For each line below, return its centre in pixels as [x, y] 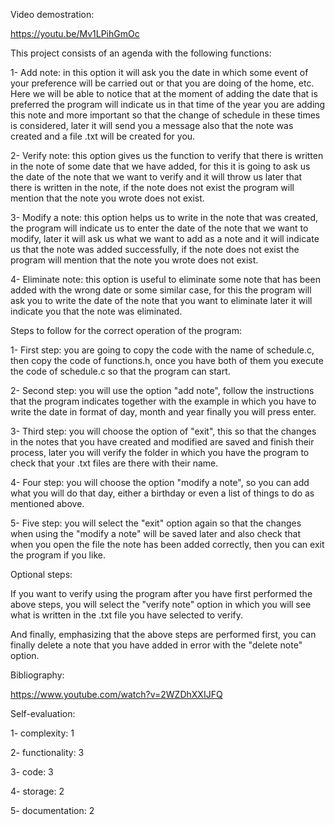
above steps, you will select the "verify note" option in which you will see [161, 604]
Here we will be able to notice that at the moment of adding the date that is [164, 93]
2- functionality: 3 [47, 752]
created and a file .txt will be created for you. [103, 136]
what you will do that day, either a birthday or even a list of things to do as [162, 493]
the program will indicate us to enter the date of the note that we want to [159, 228]
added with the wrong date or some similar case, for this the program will [161, 290]
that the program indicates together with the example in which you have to [163, 401]
